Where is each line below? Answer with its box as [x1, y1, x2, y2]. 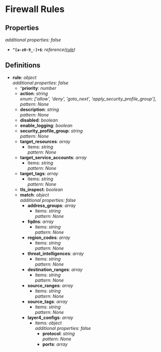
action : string [20, 90, 48, 96]
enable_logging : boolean [20, 122, 73, 129]
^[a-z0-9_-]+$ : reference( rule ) [12, 47, 76, 52]
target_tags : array [20, 170, 59, 176]
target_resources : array [20, 138, 71, 144]
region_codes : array [27, 234, 70, 241]
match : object [20, 192, 49, 198]
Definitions [5, 61, 41, 70]
